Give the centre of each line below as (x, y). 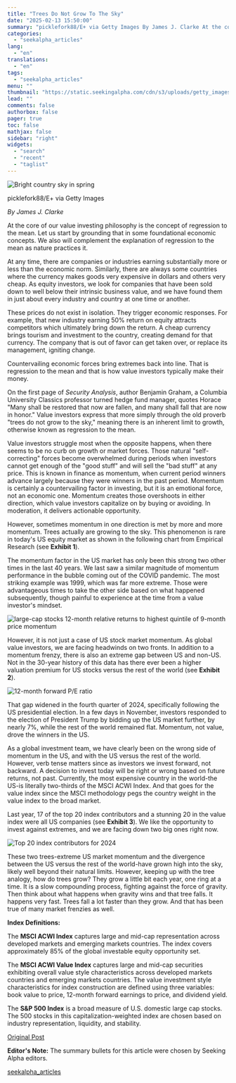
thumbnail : (23, 92)
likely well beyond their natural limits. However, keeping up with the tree (111, 871)
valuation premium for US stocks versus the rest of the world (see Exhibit (113, 670)
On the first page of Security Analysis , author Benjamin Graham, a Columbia (117, 392)
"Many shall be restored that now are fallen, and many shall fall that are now (117, 407)
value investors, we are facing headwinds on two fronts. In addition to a (111, 647)
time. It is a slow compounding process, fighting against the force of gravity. (118, 886)
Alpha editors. (27, 1058)
